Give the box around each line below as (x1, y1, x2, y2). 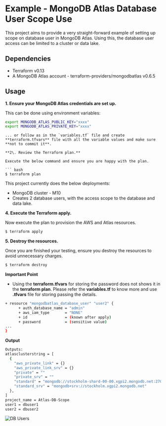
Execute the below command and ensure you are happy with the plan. (5, 159, 149, 164)
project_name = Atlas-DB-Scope (5, 397, 70, 402)
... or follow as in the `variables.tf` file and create (5, 133, 125, 138)
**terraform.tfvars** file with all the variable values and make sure (5, 137, 156, 142)
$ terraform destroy (5, 263, 48, 268)
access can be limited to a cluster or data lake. (5, 40, 100, 46)
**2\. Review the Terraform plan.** (5, 150, 81, 155)
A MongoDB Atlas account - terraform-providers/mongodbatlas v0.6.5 (12, 73, 156, 79)
